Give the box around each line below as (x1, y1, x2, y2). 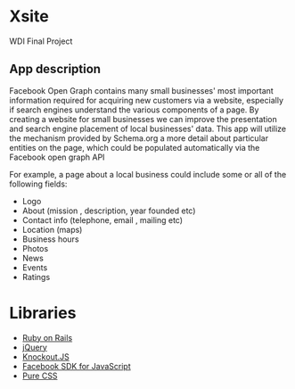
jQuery (21, 342, 47, 352)
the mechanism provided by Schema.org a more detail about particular (9, 132, 269, 144)
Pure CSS (21, 370, 58, 381)
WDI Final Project (9, 36, 73, 46)
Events (21, 261, 48, 273)
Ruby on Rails (21, 332, 73, 343)
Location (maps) (21, 224, 83, 235)
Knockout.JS (21, 351, 70, 362)
